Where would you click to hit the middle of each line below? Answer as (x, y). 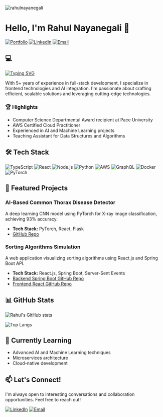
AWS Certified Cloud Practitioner (46, 125)
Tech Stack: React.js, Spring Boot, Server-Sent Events (69, 273)
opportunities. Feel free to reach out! (43, 400)
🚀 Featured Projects (37, 188)
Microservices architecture (40, 358)
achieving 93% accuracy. (31, 219)
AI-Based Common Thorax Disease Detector (60, 202)
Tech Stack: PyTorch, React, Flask (48, 229)
